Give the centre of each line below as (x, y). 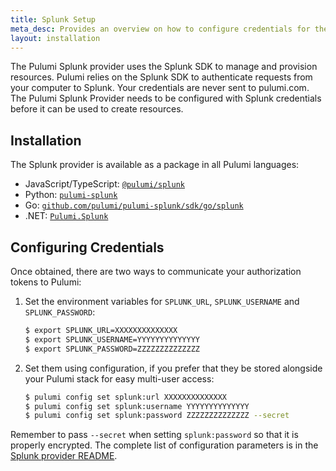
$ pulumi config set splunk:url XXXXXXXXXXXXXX (125, 397)
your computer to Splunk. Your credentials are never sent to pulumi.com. (160, 88)
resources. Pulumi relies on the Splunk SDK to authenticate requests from (161, 77)
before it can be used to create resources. (97, 109)
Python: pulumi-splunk (71, 195)
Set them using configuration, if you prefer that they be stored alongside (173, 368)
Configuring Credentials (87, 247)
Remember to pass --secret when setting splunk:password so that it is (154, 435)
